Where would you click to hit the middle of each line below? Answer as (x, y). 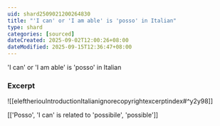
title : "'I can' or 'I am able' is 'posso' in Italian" (92, 21)
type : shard (25, 27)
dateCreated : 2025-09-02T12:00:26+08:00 (68, 41)
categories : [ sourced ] (41, 34)
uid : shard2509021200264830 (49, 14)
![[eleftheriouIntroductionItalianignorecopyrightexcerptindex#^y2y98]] (110, 101)
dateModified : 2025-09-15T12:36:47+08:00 (70, 47)
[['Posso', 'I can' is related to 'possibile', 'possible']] (83, 115)
